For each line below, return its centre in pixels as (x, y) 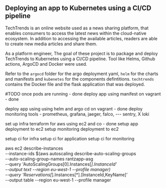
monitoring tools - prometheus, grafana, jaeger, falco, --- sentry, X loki (77, 114)
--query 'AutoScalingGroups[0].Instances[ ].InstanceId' (61, 164)
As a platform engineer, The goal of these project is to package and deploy (82, 53)
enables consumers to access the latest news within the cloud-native (76, 33)
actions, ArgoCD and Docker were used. (46, 64)
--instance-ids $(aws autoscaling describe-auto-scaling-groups (71, 153)
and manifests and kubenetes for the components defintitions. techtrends (80, 79)
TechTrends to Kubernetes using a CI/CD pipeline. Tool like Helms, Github (80, 59)
